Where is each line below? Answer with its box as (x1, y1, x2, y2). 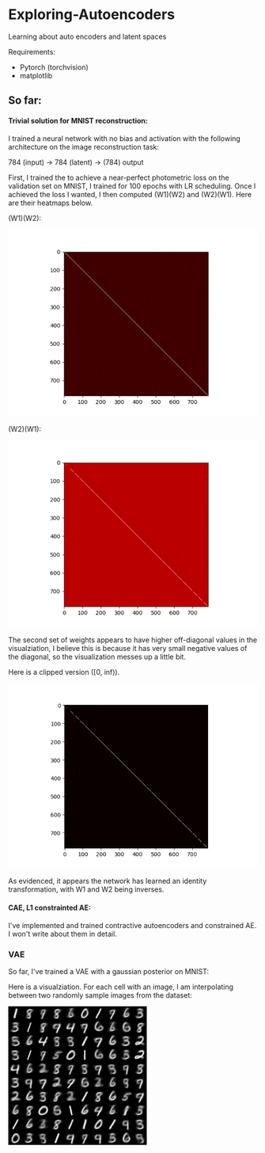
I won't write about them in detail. (8, 929, 117, 938)
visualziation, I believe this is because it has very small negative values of (8, 643, 248, 653)
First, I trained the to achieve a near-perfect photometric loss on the (8, 173, 229, 182)
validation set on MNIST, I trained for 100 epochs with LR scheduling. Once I (8, 181, 256, 191)
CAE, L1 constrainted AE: (8, 903, 91, 912)
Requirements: (8, 47, 55, 56)
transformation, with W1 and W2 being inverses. (8, 885, 165, 894)
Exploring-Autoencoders (8, 6, 176, 24)
